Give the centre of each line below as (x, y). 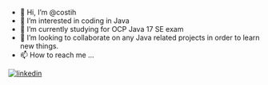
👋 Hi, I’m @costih (48, 12)
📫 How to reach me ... (57, 55)
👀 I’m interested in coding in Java (74, 21)
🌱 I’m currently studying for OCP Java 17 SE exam (102, 29)
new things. (39, 46)
